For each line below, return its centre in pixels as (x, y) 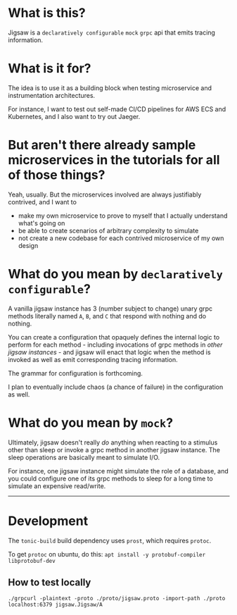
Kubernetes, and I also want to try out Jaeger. (74, 116)
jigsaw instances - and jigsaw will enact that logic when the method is (109, 352)
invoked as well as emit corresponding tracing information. (93, 359)
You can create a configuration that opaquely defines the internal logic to (114, 337)
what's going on (41, 223)
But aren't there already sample (102, 145)
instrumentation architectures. (52, 95)
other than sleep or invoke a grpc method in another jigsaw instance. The (114, 449)
